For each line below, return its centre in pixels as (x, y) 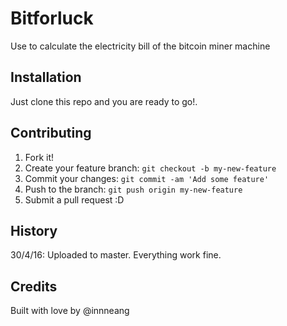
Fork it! (39, 157)
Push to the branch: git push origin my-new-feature (133, 189)
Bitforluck (52, 18)
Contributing (51, 133)
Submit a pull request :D (74, 199)
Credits (34, 286)
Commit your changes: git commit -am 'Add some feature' (147, 178)
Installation (46, 77)
